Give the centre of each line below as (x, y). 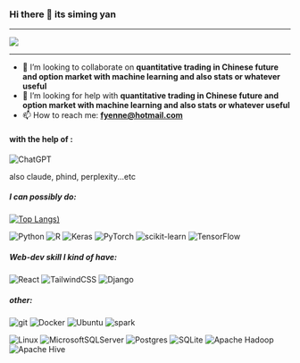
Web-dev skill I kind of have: (63, 257)
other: (21, 300)
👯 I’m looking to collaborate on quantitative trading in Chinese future (150, 67)
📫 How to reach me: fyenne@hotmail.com (102, 115)
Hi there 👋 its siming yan (63, 14)
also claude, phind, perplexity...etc (73, 176)
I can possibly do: (43, 197)
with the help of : (41, 139)
